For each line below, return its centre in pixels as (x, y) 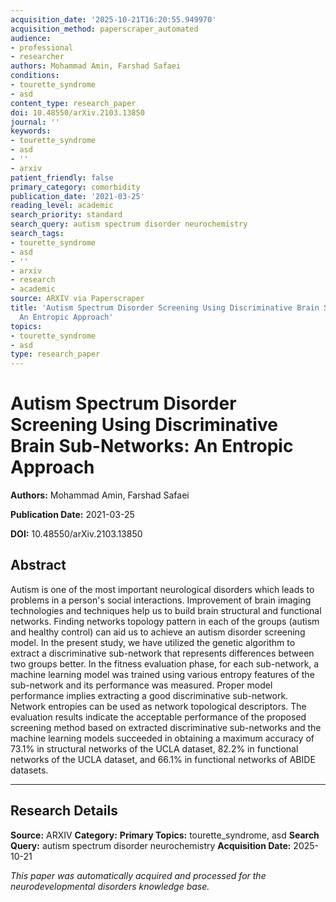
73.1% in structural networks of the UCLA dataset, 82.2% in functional (154, 748)
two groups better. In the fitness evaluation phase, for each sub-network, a (165, 663)
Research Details (64, 811)
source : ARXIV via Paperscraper (77, 299)
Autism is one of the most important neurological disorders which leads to (162, 589)
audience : (31, 38)
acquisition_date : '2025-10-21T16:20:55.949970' (113, 19)
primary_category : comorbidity (75, 187)
